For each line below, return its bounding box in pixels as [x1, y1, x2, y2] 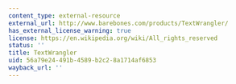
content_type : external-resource [8, 11, 121, 20]
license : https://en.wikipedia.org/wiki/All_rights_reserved [8, 34, 218, 42]
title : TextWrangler [8, 49, 78, 57]
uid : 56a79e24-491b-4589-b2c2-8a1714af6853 [8, 57, 157, 65]
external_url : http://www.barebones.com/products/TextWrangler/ [8, 19, 229, 27]
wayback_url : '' [8, 64, 63, 72]
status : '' [8, 42, 45, 50]
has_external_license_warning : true [8, 26, 131, 34]
